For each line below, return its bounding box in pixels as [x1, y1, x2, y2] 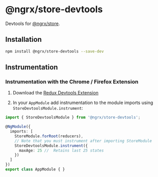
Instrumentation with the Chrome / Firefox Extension [5, 78, 139, 85]
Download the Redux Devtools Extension [12, 90, 99, 96]
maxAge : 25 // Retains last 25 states [18, 148, 104, 153]
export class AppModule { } [5, 167, 65, 172]
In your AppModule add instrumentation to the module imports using [12, 99, 153, 106]
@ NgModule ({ [5, 124, 31, 130]
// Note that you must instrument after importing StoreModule [14, 138, 152, 143]
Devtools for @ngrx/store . [5, 20, 60, 27]
